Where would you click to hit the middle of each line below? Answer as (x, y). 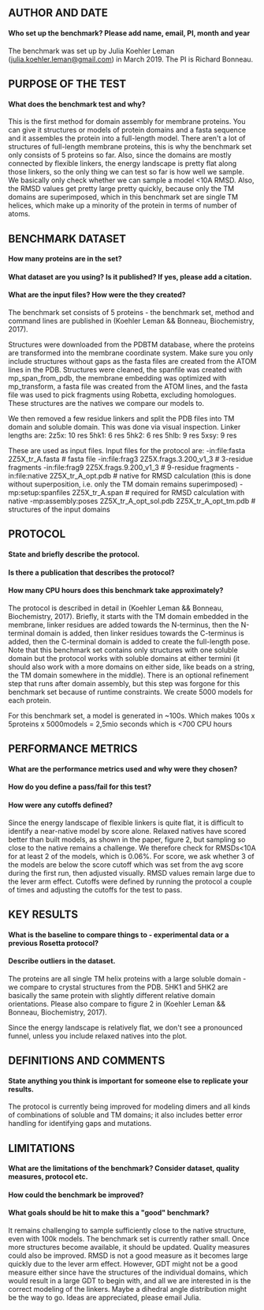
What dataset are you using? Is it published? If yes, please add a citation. (130, 276)
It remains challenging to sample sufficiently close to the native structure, (127, 1230)
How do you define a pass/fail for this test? (80, 787)
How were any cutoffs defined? (60, 805)
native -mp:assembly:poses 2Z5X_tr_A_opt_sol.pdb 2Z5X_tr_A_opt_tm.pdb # (132, 501)
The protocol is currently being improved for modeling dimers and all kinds (129, 1107)
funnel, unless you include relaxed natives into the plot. (98, 1036)
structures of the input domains (59, 509)
